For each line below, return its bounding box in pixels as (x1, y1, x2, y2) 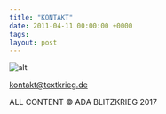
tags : (9, 29, 29, 38)
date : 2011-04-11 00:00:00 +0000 (9, 21, 133, 30)
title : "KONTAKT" (9, 12, 74, 22)
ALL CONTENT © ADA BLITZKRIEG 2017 (9, 97, 158, 108)
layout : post (9, 37, 58, 47)
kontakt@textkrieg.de (9, 79, 89, 90)
